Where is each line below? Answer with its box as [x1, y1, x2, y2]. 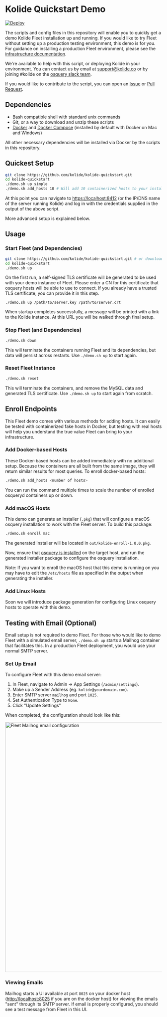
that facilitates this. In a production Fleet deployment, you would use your [5, 642, 156, 648]
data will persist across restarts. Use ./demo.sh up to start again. [5, 352, 137, 358]
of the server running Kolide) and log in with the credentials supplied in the [5, 201, 158, 206]
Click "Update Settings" [12, 702, 61, 709]
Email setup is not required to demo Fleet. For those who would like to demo [5, 632, 161, 638]
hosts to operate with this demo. [5, 605, 72, 610]
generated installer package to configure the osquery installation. [5, 555, 139, 561]
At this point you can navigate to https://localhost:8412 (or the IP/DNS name [5, 196, 161, 202]
